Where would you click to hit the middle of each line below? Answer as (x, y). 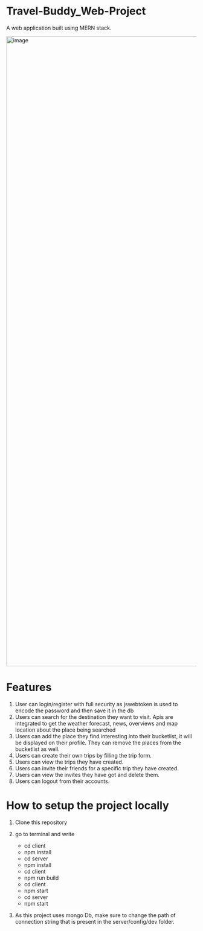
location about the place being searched (65, 730)
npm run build (41, 878)
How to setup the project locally (88, 806)
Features (29, 688)
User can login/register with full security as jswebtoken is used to (96, 704)
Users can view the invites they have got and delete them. (87, 775)
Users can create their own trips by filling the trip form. (83, 755)
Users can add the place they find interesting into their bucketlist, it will (103, 736)
